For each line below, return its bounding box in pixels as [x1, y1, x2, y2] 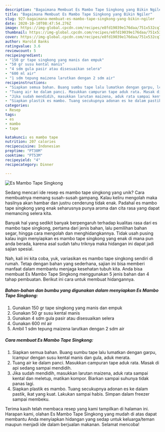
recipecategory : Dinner [5, 162, 54, 167]
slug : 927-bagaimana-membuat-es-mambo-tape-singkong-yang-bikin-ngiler [5, 16, 155, 21]
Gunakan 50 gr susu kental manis [12, 310, 80, 316]
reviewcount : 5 [5, 48, 36, 53]
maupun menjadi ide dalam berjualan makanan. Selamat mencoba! [5, 422, 140, 428]
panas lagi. [12, 381, 35, 387]
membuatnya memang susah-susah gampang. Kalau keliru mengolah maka [5, 194, 158, 200]
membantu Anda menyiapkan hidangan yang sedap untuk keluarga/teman [5, 416, 155, 422]
